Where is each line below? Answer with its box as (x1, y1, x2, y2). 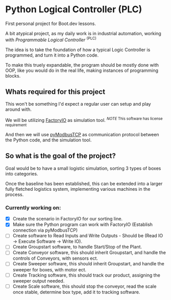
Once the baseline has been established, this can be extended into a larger (5, 180, 163, 187)
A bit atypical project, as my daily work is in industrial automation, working (5, 30, 162, 36)
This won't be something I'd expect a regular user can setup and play (5, 101, 152, 107)
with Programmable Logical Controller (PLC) (5, 36, 97, 43)
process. (5, 191, 24, 197)
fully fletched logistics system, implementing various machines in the (5, 186, 151, 192)
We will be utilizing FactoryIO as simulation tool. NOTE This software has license (5, 116, 163, 123)
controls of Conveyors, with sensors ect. (12, 255, 99, 261)
